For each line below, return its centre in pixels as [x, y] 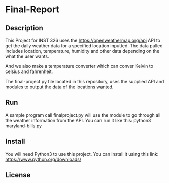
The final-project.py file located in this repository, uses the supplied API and [85, 81]
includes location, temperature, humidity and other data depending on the [82, 51]
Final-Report [32, 9]
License [18, 175]
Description [24, 28]
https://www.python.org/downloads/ [43, 159]
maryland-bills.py [24, 126]
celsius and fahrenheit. [29, 71]
